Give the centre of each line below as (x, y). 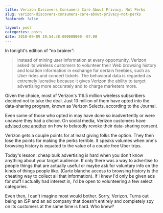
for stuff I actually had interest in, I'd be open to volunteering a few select (79, 181)
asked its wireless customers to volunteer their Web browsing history (87, 65)
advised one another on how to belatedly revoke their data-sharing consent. (82, 126)
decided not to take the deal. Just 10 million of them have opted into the (77, 101)
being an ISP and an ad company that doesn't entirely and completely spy (80, 201)
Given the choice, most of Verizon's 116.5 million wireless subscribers (75, 95)
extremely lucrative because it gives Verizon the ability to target (81, 81)
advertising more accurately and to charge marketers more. (77, 86)
